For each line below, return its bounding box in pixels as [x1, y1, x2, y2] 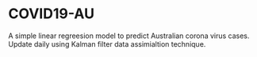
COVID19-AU [8, 5, 95, 23]
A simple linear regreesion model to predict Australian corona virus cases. [8, 31, 250, 40]
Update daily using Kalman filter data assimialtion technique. [8, 39, 206, 48]
